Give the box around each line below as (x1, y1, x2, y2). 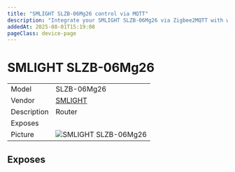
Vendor (10, 96, 35, 106)
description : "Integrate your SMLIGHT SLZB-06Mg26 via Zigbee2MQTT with (7, 17, 224, 24)
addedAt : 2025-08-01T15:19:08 (7, 23, 96, 30)
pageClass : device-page (7, 29, 77, 37)
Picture (10, 130, 35, 140)
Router (55, 107, 78, 117)
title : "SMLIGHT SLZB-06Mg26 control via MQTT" (7, 10, 149, 17)
